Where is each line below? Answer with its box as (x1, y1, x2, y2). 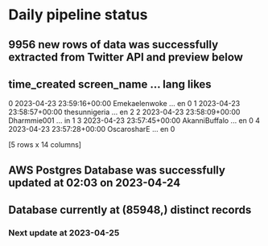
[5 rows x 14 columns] (8, 140, 82, 150)
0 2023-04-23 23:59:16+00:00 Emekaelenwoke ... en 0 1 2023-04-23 (8, 99, 241, 109)
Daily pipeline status (8, 6, 148, 24)
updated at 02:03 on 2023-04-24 (8, 175, 181, 190)
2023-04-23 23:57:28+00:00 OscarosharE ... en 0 (8, 125, 175, 134)
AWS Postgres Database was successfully (8, 163, 225, 177)
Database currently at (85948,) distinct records (8, 203, 252, 217)
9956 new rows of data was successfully (8, 38, 219, 51)
